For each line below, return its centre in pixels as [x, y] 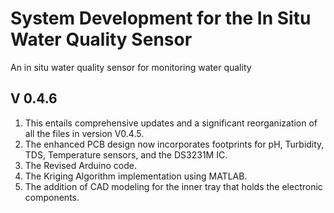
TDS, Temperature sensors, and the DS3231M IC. [126, 154]
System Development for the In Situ [161, 18]
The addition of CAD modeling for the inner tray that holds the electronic [173, 186]
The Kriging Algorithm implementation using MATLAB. [136, 176]
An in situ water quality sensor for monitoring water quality [131, 67]
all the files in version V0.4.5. [84, 133]
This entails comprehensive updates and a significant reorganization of [171, 123]
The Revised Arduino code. [80, 165]
